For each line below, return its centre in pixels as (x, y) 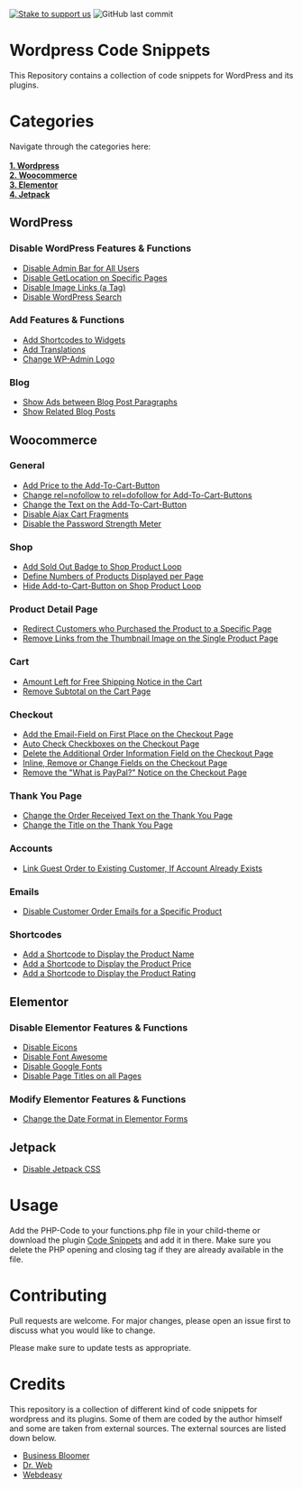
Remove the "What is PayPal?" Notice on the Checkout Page (135, 772)
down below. (33, 1438)
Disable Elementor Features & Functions (99, 1027)
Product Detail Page (54, 609)
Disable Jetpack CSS (61, 1170)
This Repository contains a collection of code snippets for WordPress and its (151, 75)
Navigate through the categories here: (80, 146)
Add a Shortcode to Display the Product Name (108, 954)
